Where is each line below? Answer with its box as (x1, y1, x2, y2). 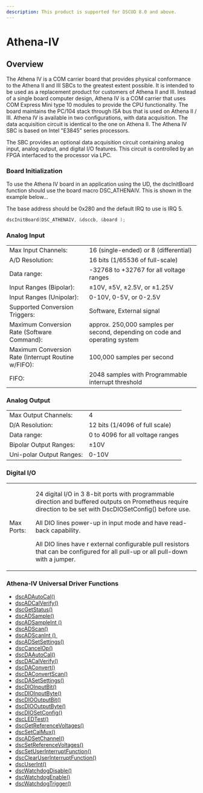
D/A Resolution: (9, 421, 53, 430)
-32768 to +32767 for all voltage (89, 266, 185, 274)
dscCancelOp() (14, 644, 53, 652)
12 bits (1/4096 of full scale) (88, 421, 172, 430)
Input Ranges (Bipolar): (9, 283, 75, 292)
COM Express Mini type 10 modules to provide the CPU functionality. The (6, 101, 188, 108)
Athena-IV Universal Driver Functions (6, 579, 119, 587)
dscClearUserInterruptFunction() (14, 754, 97, 761)
